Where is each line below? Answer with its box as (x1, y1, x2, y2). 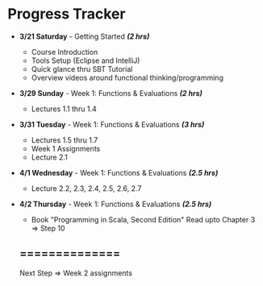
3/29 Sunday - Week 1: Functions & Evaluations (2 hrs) (19, 88, 202, 97)
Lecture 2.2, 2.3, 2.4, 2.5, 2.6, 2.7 (31, 183, 142, 193)
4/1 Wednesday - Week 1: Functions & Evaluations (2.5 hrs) (19, 168, 219, 177)
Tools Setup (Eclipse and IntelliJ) (31, 56, 140, 65)
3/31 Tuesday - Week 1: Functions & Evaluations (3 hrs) (19, 119, 205, 129)
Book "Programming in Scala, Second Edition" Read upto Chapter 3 (31, 214, 256, 224)
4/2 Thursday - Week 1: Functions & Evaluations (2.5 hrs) (19, 199, 212, 209)
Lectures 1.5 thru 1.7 (31, 135, 98, 145)
